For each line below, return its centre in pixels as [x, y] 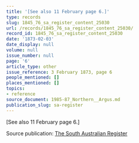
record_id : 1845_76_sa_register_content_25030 [64, 34]
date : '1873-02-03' [30, 39]
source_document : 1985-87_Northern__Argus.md [63, 99]
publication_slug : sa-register [45, 105]
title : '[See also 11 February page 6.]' [58, 12]
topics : [16, 89]
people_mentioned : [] [33, 77]
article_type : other [32, 66]
